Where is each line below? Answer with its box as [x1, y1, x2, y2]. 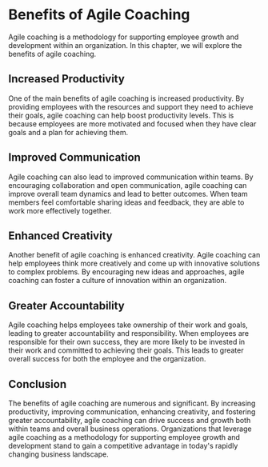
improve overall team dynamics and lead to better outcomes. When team [8, 189, 248, 198]
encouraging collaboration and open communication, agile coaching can [8, 180, 247, 190]
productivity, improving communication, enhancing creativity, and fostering [8, 407, 256, 417]
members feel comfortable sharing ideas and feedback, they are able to [8, 198, 245, 207]
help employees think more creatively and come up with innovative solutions [8, 258, 260, 269]
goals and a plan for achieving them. [8, 127, 129, 137]
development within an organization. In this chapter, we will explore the [8, 40, 242, 50]
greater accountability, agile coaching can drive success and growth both [8, 416, 251, 425]
